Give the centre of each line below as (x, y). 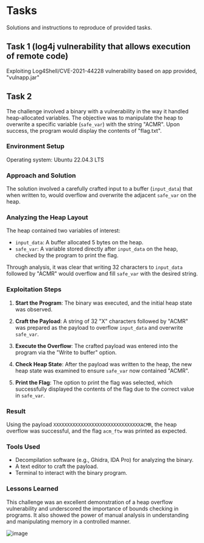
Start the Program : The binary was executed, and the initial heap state (104, 303)
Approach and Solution (41, 176)
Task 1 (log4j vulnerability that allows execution (98, 47)
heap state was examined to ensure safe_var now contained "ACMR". (102, 371)
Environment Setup (36, 146)
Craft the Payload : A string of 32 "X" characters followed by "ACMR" (102, 321)
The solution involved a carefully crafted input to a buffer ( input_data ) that (100, 189)
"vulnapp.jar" (23, 77)
